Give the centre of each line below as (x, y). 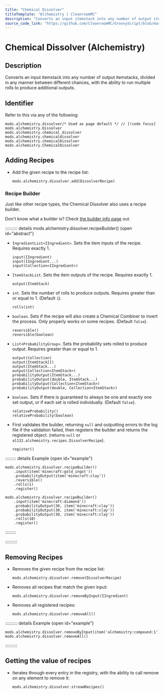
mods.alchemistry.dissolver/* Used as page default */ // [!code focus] (81, 124)
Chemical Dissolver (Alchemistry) (75, 48)
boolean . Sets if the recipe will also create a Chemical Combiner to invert (85, 316)
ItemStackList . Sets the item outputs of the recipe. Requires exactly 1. (82, 275)
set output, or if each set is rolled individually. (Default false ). (74, 402)
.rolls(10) (25, 519)
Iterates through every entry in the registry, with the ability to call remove (85, 672)
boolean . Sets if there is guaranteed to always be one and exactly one (82, 397)
